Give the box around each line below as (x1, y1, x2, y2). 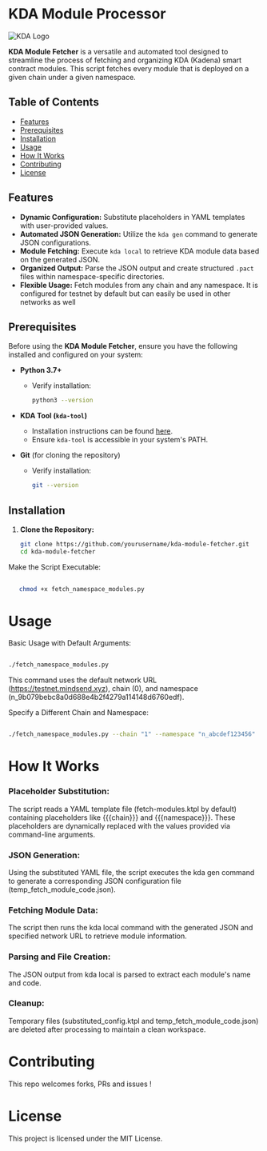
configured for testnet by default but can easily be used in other (19, 289, 231, 298)
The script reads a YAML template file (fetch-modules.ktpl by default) (8, 804, 237, 813)
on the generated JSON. (19, 254, 101, 264)
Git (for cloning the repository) (19, 450, 122, 460)
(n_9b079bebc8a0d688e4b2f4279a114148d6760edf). (8, 693, 185, 702)
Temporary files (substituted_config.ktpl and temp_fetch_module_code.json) (8, 1016, 259, 1025)
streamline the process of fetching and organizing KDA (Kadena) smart (8, 55, 242, 65)
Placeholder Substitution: (8, 785, 110, 797)
